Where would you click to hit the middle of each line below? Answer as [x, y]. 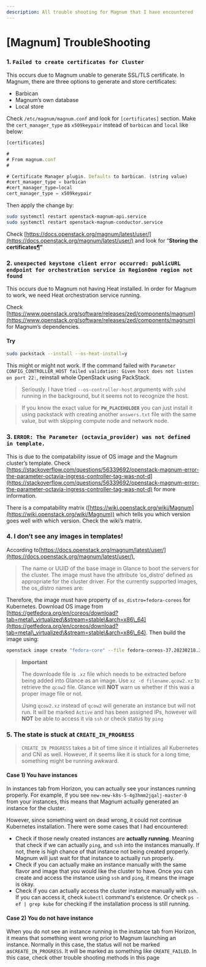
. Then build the [166, 632]
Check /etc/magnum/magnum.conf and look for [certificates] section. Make [101, 119]
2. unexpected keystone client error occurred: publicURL [93, 263]
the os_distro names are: [52, 588]
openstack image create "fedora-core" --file [65, 650]
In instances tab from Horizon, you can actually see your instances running [101, 789]
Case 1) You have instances [42, 775]
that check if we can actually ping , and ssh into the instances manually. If [107, 845]
